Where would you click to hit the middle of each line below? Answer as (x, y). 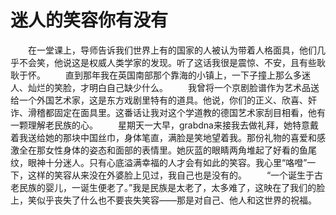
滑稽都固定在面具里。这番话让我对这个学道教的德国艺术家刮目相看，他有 (176, 112)
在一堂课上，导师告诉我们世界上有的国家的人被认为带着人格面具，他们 (172, 50)
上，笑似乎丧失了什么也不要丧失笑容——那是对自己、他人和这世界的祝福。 (163, 200)
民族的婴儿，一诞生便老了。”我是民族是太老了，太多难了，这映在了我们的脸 (172, 187)
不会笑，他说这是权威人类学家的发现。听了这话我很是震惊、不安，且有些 (167, 62)
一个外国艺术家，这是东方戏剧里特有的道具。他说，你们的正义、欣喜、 (163, 100)
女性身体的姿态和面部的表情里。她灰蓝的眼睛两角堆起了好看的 (172, 150)
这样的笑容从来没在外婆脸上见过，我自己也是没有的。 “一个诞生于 (171, 175)
